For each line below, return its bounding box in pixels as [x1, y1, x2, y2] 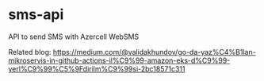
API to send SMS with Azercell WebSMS [8, 32, 140, 41]
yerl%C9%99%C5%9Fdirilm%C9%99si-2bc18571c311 [8, 64, 186, 73]
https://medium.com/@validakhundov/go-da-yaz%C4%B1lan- [52, 47, 256, 56]
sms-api [8, 6, 64, 24]
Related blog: [8, 47, 52, 56]
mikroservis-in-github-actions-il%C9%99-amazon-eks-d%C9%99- [8, 56, 231, 65]
